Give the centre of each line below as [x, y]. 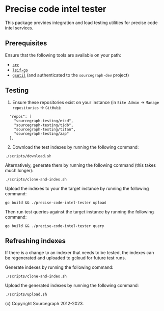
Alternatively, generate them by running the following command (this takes [81, 165]
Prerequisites [26, 43]
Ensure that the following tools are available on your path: [63, 55]
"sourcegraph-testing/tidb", [44, 125]
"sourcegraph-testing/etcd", [44, 121]
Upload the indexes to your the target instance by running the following [77, 188]
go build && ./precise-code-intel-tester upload [56, 203]
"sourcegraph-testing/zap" [41, 133]
